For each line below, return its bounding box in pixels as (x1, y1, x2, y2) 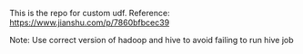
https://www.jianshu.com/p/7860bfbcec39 (9, 17, 170, 28)
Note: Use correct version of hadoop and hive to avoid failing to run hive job (9, 35, 294, 45)
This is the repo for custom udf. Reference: (9, 8, 170, 18)
